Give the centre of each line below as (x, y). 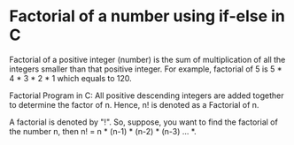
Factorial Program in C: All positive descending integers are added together (147, 95)
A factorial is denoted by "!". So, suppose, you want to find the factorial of (144, 122)
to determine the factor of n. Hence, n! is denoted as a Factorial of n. (134, 104)
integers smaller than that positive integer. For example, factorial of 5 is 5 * (146, 69)
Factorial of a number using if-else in (147, 16)
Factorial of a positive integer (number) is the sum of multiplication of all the (147, 59)
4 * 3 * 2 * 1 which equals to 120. (71, 78)
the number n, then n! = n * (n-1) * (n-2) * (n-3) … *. (103, 131)
